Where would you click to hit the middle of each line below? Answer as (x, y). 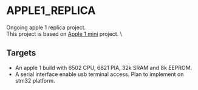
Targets (21, 53)
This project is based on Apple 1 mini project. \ (64, 33)
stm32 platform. (35, 80)
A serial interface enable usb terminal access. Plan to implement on (99, 74)
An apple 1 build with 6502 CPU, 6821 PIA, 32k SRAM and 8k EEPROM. (104, 67)
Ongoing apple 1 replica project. (46, 27)
